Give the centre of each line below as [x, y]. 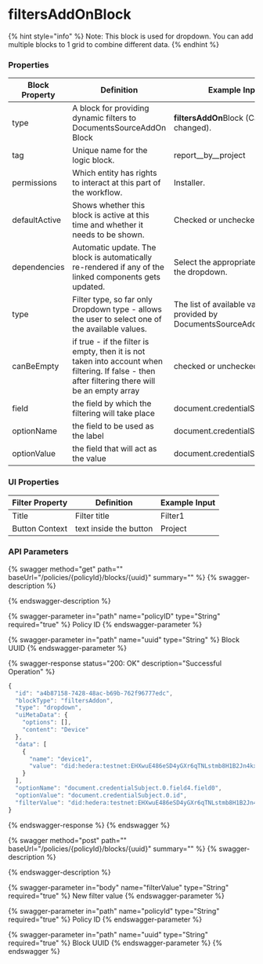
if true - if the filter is [111, 341]
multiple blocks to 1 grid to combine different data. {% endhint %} [113, 44]
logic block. [94, 160]
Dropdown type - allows [117, 309]
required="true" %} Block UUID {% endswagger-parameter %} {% [115, 943]
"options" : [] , [47, 723]
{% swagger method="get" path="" [66, 569]
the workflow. [97, 192]
